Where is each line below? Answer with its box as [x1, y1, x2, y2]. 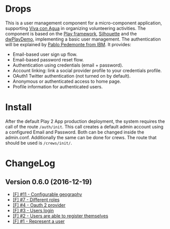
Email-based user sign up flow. [12, 51, 78, 57]
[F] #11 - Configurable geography [12, 191, 82, 197]
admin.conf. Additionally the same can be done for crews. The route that [5, 134, 157, 140]
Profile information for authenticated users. [12, 83, 103, 89]
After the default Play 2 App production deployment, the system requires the [5, 118, 165, 124]
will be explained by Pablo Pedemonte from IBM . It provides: [5, 41, 131, 47]
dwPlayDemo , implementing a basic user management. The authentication [5, 36, 161, 42]
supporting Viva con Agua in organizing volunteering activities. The [5, 25, 146, 31]
